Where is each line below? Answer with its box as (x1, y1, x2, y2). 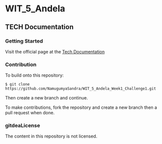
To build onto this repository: (5, 72, 64, 78)
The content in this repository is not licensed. (5, 133, 98, 139)
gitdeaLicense (5, 122, 41, 129)
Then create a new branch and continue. (5, 95, 88, 101)
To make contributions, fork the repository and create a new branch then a (5, 104, 158, 110)
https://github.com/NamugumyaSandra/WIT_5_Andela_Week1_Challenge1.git (5, 86, 156, 92)
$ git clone (5, 82, 30, 87)
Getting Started (5, 38, 43, 45)
